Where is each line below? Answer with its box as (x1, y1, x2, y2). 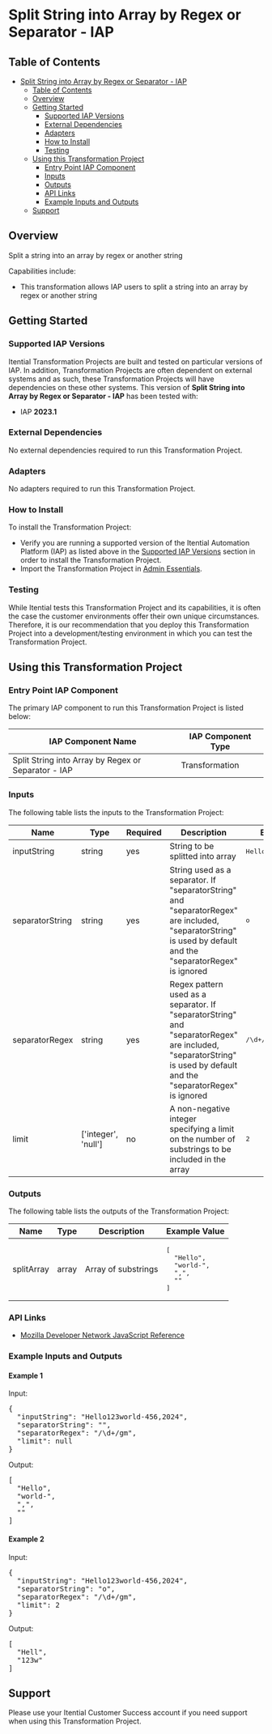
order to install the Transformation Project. (19, 555, 162, 565)
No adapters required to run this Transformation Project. (8, 484, 196, 494)
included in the (169, 1154, 227, 1165)
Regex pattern (169, 978, 224, 989)
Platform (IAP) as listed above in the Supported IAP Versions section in (19, 546, 256, 556)
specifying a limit (169, 1123, 235, 1134)
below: (8, 712, 31, 721)
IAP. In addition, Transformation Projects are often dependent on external (8, 365, 253, 375)
